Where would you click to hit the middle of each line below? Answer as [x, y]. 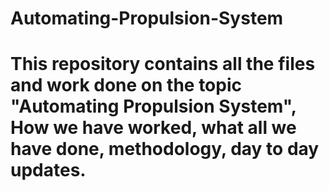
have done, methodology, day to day [165, 149]
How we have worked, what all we [153, 128]
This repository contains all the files [163, 64]
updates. [48, 170]
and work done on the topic [126, 85]
